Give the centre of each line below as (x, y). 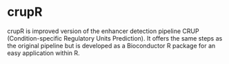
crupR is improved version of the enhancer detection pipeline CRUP (103, 31)
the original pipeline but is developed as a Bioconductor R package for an (111, 45)
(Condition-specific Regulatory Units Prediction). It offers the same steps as (115, 38)
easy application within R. (44, 53)
